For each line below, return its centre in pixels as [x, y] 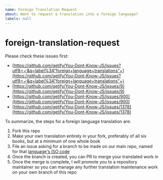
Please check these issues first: [37, 56]
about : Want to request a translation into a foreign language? [72, 14]
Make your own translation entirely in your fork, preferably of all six [79, 136]
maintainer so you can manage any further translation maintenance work [85, 167]
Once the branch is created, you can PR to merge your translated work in [85, 157]
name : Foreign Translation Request [41, 9]
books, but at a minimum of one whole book [56, 141]
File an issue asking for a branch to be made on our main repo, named [82, 146]
